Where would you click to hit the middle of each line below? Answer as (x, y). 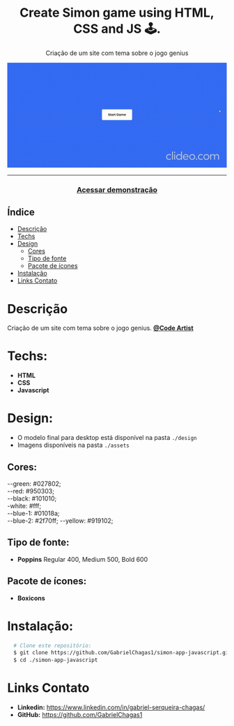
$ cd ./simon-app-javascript (56, 660)
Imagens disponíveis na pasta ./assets (73, 445)
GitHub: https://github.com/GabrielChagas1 (80, 715)
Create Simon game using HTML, (117, 13)
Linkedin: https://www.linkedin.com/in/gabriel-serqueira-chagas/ (111, 707)
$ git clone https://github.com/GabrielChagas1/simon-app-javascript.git (123, 653)
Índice (21, 212)
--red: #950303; (31, 491)
